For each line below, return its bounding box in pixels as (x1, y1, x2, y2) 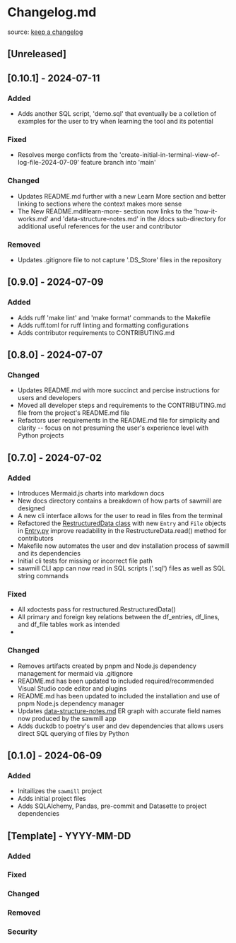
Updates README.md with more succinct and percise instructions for (17, 386, 220, 394)
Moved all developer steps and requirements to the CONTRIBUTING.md (17, 401, 226, 410)
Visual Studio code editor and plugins (17, 684, 127, 693)
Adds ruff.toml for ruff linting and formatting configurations (17, 321, 189, 329)
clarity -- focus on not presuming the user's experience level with (17, 423, 208, 432)
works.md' (17, 214, 49, 223)
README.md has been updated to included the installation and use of (17, 691, 220, 700)
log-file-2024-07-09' (17, 158, 80, 167)
